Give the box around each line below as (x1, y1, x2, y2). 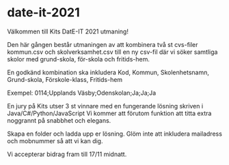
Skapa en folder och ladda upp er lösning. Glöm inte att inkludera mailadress (7, 130, 222, 138)
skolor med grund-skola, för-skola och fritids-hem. (7, 55, 150, 63)
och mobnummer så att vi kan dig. (7, 136, 103, 145)
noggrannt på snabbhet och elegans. (7, 116, 111, 124)
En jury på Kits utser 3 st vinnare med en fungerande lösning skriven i (7, 102, 204, 110)
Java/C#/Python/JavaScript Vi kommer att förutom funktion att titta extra (7, 109, 212, 117)
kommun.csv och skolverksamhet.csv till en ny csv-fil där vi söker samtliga (7, 48, 218, 56)
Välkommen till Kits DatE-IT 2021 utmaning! (7, 27, 129, 35)
